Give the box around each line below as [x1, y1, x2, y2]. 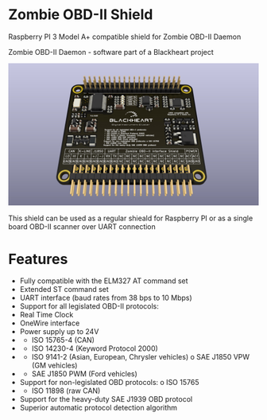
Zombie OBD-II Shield [8, 6, 153, 24]
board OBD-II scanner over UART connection [8, 222, 157, 231]
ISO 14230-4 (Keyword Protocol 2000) [31, 344, 159, 353]
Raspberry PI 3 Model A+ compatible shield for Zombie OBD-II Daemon [8, 32, 242, 41]
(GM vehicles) [31, 360, 78, 371]
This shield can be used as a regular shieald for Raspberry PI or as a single [8, 213, 253, 224]
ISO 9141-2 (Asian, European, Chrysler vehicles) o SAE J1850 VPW [31, 352, 250, 362]
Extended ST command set [19, 285, 109, 294]
